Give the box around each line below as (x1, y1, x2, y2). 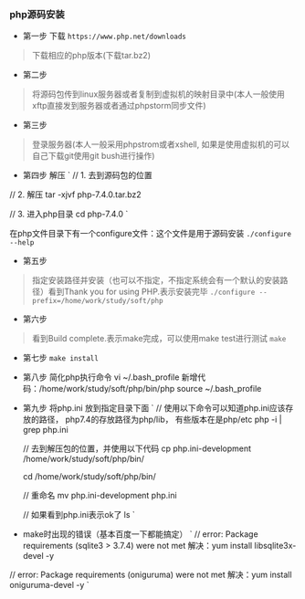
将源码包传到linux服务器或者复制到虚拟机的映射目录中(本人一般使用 (31, 89, 285, 100)
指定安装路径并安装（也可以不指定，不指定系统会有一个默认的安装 (31, 275, 280, 286)
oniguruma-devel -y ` (9, 580, 89, 591)
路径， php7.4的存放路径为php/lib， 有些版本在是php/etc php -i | (38, 414, 282, 426)
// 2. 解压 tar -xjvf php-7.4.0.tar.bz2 (9, 189, 142, 200)
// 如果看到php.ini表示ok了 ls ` (22, 510, 135, 520)
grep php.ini (22, 425, 68, 436)
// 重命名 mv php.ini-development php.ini (22, 490, 177, 501)
